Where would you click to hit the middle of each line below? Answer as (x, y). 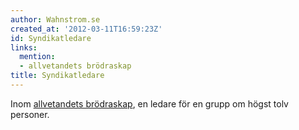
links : (24, 47)
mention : (37, 57)
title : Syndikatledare (57, 76)
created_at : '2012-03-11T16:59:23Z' (86, 29)
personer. (30, 114)
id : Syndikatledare (51, 38)
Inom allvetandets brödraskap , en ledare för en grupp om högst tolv (149, 103)
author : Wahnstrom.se (55, 19)
